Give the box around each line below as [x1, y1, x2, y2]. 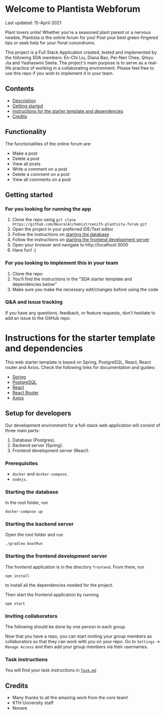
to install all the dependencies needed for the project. [5, 582, 114, 588]
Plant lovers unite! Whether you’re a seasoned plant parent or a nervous [5, 29, 151, 35]
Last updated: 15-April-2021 [5, 20, 62, 26]
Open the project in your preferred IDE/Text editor [12, 226, 114, 232]
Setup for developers [5, 409, 71, 417]
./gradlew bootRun [5, 541, 43, 546]
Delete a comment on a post [12, 171, 70, 177]
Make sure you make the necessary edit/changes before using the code [12, 286, 159, 292]
